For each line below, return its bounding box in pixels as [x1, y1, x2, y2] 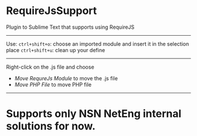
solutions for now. [6, 120, 96, 133]
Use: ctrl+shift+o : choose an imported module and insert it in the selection [6, 40, 189, 47]
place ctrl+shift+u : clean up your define [6, 46, 106, 53]
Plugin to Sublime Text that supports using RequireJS [6, 23, 135, 30]
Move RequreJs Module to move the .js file [14, 74, 118, 81]
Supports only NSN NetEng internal [6, 107, 182, 121]
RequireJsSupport [6, 4, 97, 18]
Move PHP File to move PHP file [14, 81, 92, 88]
